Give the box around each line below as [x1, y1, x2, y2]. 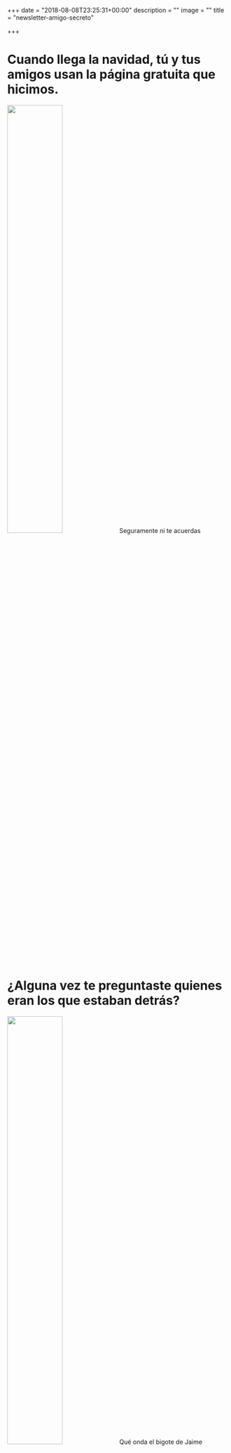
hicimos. [7, 81, 59, 98]
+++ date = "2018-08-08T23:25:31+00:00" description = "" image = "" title [7, 6, 225, 14]
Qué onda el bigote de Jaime [118, 1438, 203, 1446]
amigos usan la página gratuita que [7, 67, 216, 83]
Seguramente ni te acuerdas [118, 526, 201, 534]
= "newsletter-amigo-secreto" [7, 13, 94, 22]
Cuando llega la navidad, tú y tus [7, 52, 201, 67]
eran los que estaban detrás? [7, 993, 180, 1008]
